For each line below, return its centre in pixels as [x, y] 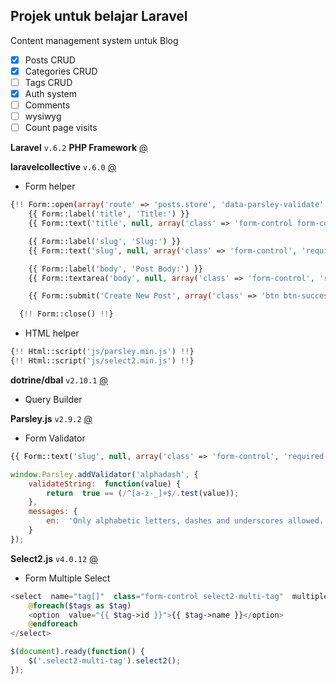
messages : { [53, 512]
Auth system [51, 93]
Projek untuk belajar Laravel [99, 16]
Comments [47, 105]
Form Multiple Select [67, 578]
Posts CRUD [50, 60]
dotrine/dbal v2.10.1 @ [59, 380]
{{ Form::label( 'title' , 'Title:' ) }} [109, 214]
